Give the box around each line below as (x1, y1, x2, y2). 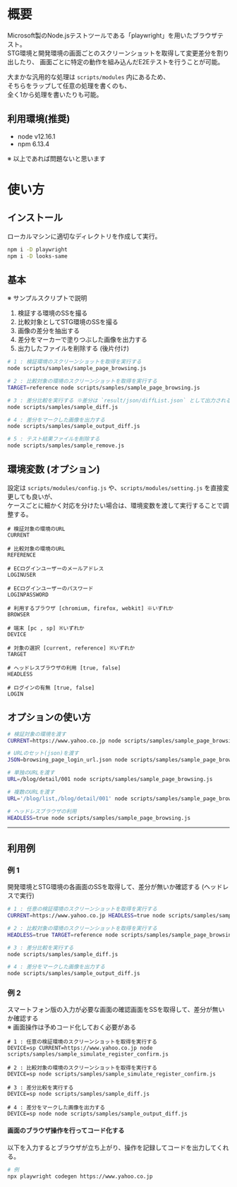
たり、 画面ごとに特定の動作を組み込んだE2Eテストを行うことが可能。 (19, 57, 224, 66)
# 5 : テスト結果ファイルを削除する (7, 436, 100, 443)
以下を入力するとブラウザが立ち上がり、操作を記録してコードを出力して (7, 1143, 217, 1152)
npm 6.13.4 (17, 139, 49, 148)
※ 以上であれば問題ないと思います (7, 154, 106, 162)
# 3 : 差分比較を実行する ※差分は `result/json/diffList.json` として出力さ (7, 397, 221, 404)
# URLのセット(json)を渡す (7, 750, 79, 757)
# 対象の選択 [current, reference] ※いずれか (7, 644, 135, 652)
